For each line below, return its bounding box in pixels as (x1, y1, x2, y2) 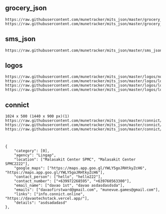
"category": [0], (14, 148, 50, 154)
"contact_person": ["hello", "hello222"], (14, 174, 103, 179)
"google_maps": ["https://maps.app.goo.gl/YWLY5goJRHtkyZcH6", (14, 166, 147, 171)
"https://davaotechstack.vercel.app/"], (5, 196, 90, 201)
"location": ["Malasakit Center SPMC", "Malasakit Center (14, 157, 136, 162)
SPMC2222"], (5, 162, 30, 167)
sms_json (5, 35, 36, 43)
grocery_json (5, 4, 47, 12)
